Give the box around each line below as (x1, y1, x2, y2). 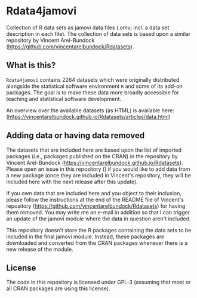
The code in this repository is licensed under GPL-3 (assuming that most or (6, 279, 191, 286)
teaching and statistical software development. (6, 95, 121, 102)
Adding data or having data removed (6, 130, 145, 141)
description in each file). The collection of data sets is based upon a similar (6, 30, 191, 37)
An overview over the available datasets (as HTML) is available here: (6, 106, 174, 114)
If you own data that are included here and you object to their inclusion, (6, 189, 182, 196)
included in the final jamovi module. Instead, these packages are (6, 233, 165, 240)
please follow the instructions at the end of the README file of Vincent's (6, 196, 184, 203)
